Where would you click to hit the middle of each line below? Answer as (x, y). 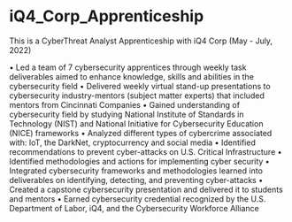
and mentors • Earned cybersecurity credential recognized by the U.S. (138, 199)
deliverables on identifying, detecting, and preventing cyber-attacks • (136, 180)
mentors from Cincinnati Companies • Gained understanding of (125, 104)
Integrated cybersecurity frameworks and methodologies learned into (136, 171)
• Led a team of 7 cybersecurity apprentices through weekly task (128, 67)
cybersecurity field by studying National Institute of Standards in (127, 114)
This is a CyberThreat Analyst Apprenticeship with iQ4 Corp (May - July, (141, 41)
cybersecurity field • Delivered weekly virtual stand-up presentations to (140, 86)
